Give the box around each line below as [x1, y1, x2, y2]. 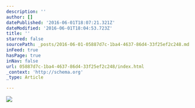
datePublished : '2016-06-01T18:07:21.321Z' [6, 19, 116, 25]
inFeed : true [6, 47, 39, 53]
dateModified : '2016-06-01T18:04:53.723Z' [6, 25, 113, 31]
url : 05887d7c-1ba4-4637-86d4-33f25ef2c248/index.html [6, 63, 145, 70]
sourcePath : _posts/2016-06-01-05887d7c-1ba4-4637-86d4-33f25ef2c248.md [6, 42, 190, 48]
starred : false [6, 36, 44, 42]
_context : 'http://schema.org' [6, 69, 84, 75]
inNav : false [6, 58, 39, 64]
